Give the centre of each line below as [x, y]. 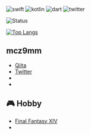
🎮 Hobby [24, 104]
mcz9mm [24, 51]
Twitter [23, 71]
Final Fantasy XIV [36, 121]
